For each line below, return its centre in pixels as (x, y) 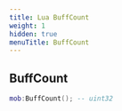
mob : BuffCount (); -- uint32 (61, 99)
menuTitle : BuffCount (49, 42)
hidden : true (33, 34)
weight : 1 (28, 26)
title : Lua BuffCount (49, 17)
